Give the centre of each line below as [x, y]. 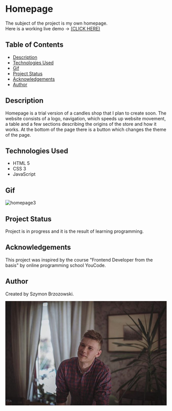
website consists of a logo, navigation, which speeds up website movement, [86, 118]
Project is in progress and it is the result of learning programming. [75, 231]
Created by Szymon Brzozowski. [40, 294]
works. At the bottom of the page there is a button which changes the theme [86, 129]
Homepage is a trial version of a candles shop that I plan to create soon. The [86, 113]
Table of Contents [35, 45]
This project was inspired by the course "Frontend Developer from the [79, 259]
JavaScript [24, 174]
